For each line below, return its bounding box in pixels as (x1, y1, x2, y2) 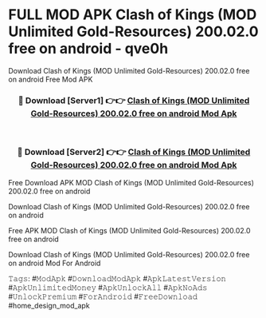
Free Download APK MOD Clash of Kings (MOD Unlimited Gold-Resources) (8, 177, 255, 187)
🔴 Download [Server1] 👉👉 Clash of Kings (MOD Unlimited (18, 94, 250, 105)
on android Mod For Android (8, 258, 101, 268)
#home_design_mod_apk (8, 300, 90, 310)
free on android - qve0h (8, 40, 169, 58)
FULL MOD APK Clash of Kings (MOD (8, 6, 257, 24)
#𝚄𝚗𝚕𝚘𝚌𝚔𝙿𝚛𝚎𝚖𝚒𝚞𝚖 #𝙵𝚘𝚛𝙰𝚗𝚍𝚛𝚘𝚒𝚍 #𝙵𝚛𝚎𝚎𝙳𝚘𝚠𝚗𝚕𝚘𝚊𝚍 (8, 292, 198, 301)
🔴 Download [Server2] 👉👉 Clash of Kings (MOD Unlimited (17, 146, 251, 157)
